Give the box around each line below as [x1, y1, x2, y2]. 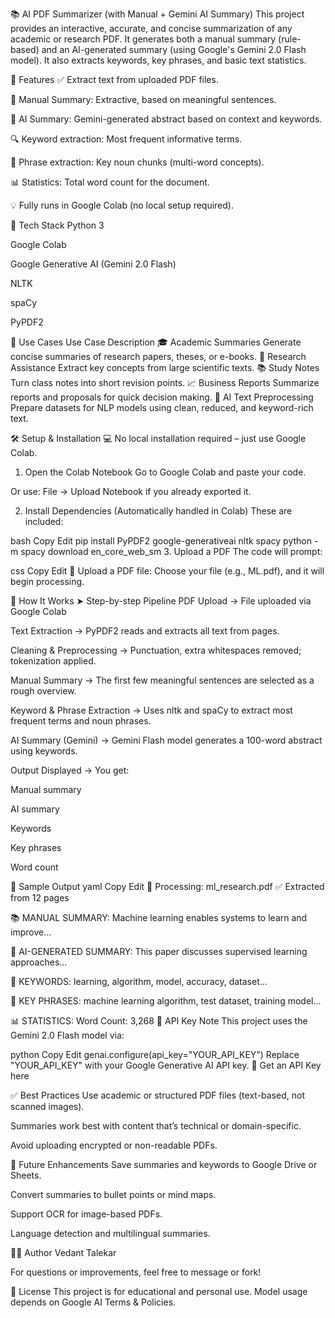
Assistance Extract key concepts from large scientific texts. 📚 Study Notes [10, 362, 320, 373]
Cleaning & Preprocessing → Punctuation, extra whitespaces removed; [10, 644, 302, 656]
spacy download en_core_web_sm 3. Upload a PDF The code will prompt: [20, 546, 323, 557]
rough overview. [10, 685, 77, 697]
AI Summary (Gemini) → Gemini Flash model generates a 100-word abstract [10, 734, 323, 746]
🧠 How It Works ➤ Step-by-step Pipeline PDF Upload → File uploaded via [10, 595, 312, 607]
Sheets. [10, 1169, 42, 1181]
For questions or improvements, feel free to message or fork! [10, 1266, 262, 1278]
